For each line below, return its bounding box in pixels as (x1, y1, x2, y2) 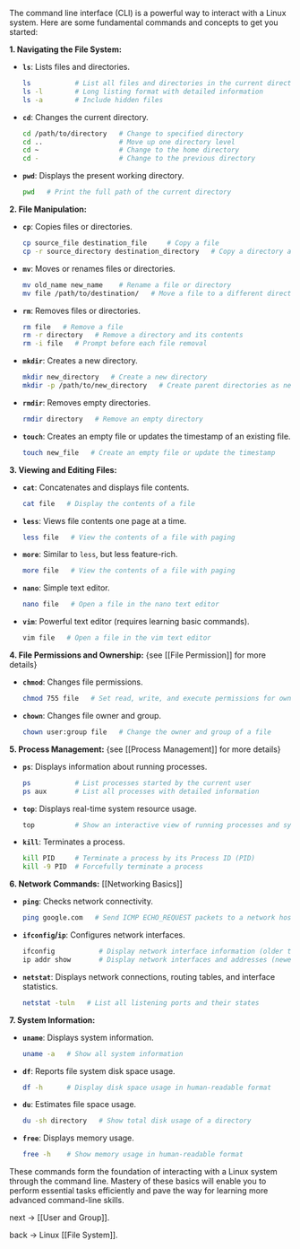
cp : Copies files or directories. (21, 222, 133, 231)
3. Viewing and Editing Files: (9, 464, 117, 475)
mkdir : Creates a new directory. (21, 355, 139, 366)
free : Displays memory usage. (21, 1132, 134, 1143)
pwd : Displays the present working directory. (21, 170, 184, 181)
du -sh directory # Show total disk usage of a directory (21, 1116, 252, 1125)
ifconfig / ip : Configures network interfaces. (21, 930, 185, 940)
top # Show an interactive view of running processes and (21, 820, 279, 829)
